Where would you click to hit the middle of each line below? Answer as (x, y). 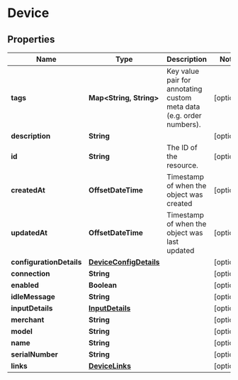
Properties (31, 39)
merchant (28, 320)
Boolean (103, 285)
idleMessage (33, 297)
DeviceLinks (109, 366)
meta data (183, 107)
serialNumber (34, 354)
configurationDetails (46, 262)
